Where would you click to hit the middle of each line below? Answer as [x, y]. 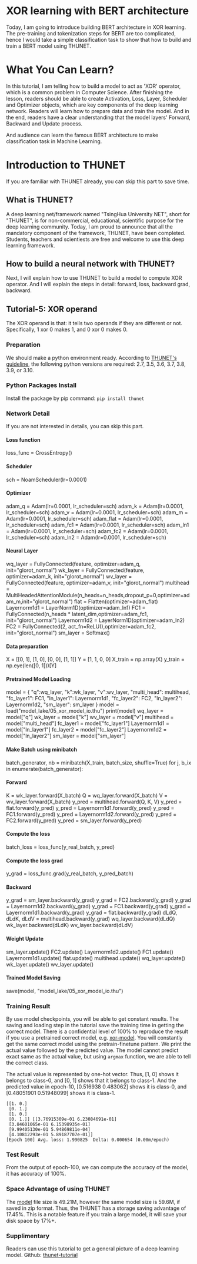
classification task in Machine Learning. [54, 141]
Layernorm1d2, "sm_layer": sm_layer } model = [63, 704]
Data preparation [27, 646]
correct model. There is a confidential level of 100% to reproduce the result [97, 1031]
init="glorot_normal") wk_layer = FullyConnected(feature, [76, 570]
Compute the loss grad [35, 861]
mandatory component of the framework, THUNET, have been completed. [96, 233]
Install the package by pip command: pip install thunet [75, 398]
